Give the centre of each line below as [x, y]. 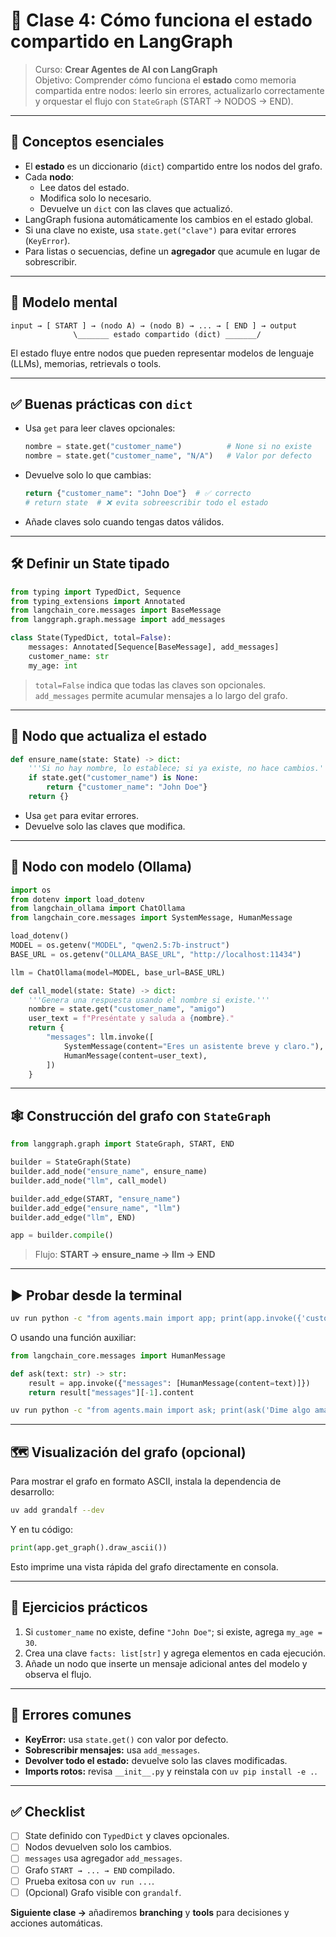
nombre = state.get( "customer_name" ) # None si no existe [168, 447]
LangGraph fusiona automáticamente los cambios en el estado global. [169, 219]
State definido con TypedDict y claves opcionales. [127, 1836]
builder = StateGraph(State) [71, 1162]
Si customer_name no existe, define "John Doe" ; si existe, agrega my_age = [173, 1631]
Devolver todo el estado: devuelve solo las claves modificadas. [156, 1760]
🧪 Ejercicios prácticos [79, 1607]
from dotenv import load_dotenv [77, 899]
